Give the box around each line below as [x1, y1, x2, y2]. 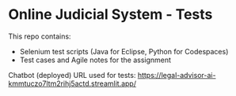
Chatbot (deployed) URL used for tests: [8, 70, 136, 79]
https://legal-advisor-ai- [137, 70, 216, 79]
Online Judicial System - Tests [8, 6, 213, 24]
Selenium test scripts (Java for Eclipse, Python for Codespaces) [19, 46, 229, 56]
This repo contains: [8, 31, 71, 41]
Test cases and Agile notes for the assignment [19, 55, 172, 65]
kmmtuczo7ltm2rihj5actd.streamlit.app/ [8, 79, 137, 88]
